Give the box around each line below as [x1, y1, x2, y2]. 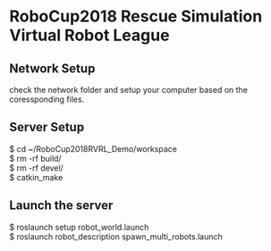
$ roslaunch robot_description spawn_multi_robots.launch [9, 230, 224, 242]
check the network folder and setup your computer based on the [9, 85, 249, 95]
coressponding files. [9, 94, 85, 105]
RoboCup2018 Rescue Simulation [9, 6, 263, 27]
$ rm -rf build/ [9, 153, 62, 163]
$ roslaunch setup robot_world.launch [9, 222, 149, 232]
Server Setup [9, 120, 85, 135]
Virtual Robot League [9, 25, 170, 46]
